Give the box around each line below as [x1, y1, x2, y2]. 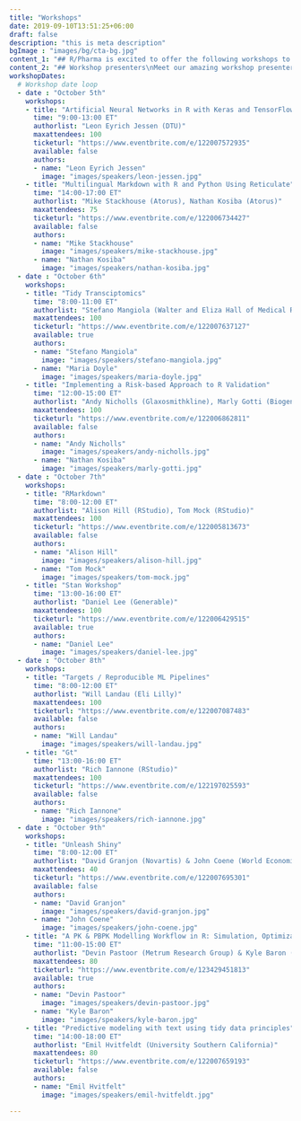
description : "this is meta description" [9, 38, 167, 48]
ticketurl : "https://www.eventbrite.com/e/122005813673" [32, 523, 251, 532]
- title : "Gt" [25, 747, 78, 757]
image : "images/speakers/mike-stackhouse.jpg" [41, 247, 219, 256]
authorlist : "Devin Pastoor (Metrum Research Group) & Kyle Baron [32, 949, 287, 958]
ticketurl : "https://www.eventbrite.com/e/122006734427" [32, 213, 251, 223]
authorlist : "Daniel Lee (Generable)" [32, 598, 178, 607]
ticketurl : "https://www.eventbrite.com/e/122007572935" [32, 138, 251, 147]
